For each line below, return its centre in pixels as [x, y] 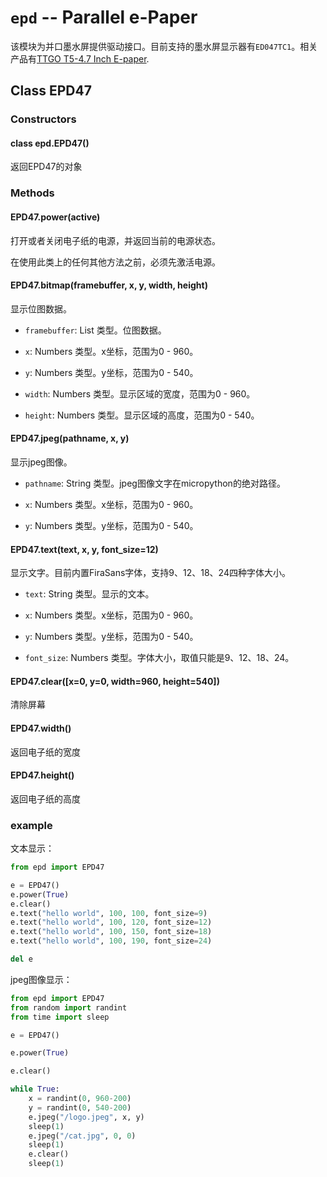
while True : [35, 1089]
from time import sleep [60, 1017]
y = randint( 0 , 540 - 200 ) [80, 1107]
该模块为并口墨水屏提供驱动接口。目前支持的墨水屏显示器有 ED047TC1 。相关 [164, 46]
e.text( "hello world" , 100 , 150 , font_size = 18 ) [111, 932]
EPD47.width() [41, 728]
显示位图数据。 [41, 308]
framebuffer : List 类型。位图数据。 [95, 330]
